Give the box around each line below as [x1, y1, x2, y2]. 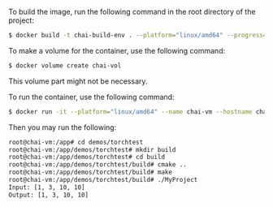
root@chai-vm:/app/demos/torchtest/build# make [8, 168, 173, 177]
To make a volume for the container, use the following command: [8, 45, 226, 55]
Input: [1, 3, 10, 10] [8, 183, 85, 192]
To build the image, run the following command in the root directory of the [8, 7, 256, 16]
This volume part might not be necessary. [8, 76, 148, 86]
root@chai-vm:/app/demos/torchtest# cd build [8, 153, 165, 162]
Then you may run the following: [8, 122, 117, 132]
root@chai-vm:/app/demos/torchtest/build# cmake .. [8, 161, 187, 169]
